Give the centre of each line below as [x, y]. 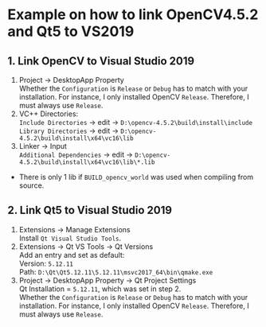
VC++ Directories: [49, 114]
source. [31, 185]
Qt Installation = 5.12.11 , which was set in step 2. [100, 289]
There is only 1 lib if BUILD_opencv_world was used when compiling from [136, 177]
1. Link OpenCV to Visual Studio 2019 [101, 61]
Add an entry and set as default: [72, 255]
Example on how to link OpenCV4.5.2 [133, 15]
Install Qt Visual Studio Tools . [70, 238]
